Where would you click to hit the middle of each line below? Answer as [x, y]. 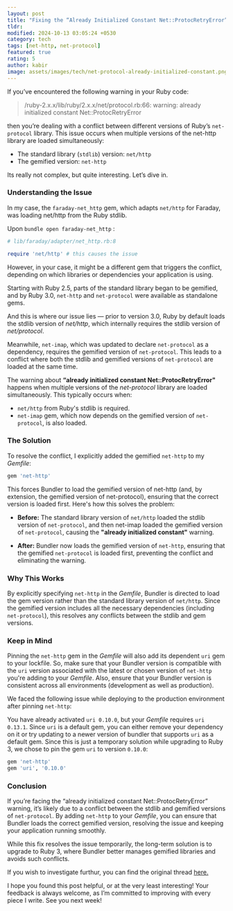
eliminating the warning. [52, 560]
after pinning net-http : [40, 706]
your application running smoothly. [57, 831]
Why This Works [36, 578]
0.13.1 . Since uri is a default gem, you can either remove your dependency [115, 727]
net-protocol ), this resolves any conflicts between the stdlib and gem [106, 615]
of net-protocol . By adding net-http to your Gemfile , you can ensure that [112, 816]
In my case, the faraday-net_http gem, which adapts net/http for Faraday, [114, 207]
